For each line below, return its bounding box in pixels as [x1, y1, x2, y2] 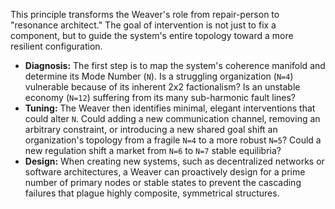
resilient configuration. [10, 40, 103, 52]
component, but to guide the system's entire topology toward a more [10, 30, 294, 41]
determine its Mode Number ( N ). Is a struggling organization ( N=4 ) [24, 70, 294, 82]
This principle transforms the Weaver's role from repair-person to [10, 9, 280, 20]
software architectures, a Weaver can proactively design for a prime [24, 166, 306, 178]
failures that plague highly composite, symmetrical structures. [24, 187, 280, 199]
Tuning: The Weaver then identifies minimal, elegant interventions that [24, 102, 316, 114]
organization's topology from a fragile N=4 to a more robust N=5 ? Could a [24, 134, 322, 146]
